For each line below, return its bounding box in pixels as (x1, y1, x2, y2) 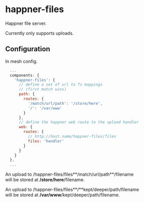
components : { (10, 72, 39, 78)
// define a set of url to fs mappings (18, 82, 103, 87)
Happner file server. (5, 20, 47, 26)
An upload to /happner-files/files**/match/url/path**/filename (5, 171, 134, 178)
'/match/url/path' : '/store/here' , (27, 101, 103, 106)
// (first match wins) (18, 87, 67, 92)
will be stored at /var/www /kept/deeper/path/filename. (5, 192, 120, 198)
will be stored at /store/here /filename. (5, 177, 85, 183)
